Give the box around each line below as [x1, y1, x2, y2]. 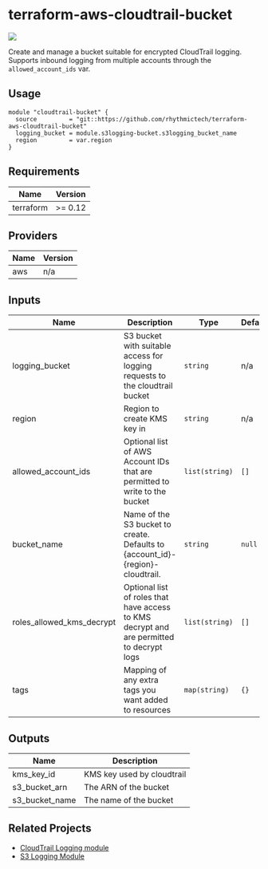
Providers [8, 229, 58, 243]
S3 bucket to [123, 519, 171, 530]
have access [123, 602, 171, 613]
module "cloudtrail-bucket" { [8, 108, 109, 117]
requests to [123, 370, 166, 381]
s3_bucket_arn [12, 782, 68, 792]
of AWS [123, 446, 152, 457]
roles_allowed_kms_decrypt [12, 617, 116, 628]
